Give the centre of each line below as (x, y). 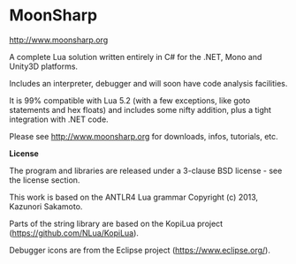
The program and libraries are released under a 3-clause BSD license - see (146, 170)
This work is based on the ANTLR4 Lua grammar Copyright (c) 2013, (134, 197)
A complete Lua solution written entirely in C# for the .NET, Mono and (136, 57)
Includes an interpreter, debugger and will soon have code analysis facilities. (148, 83)
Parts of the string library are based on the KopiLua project (116, 223)
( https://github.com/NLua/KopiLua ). (74, 233)
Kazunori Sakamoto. (46, 206)
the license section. (45, 180)
